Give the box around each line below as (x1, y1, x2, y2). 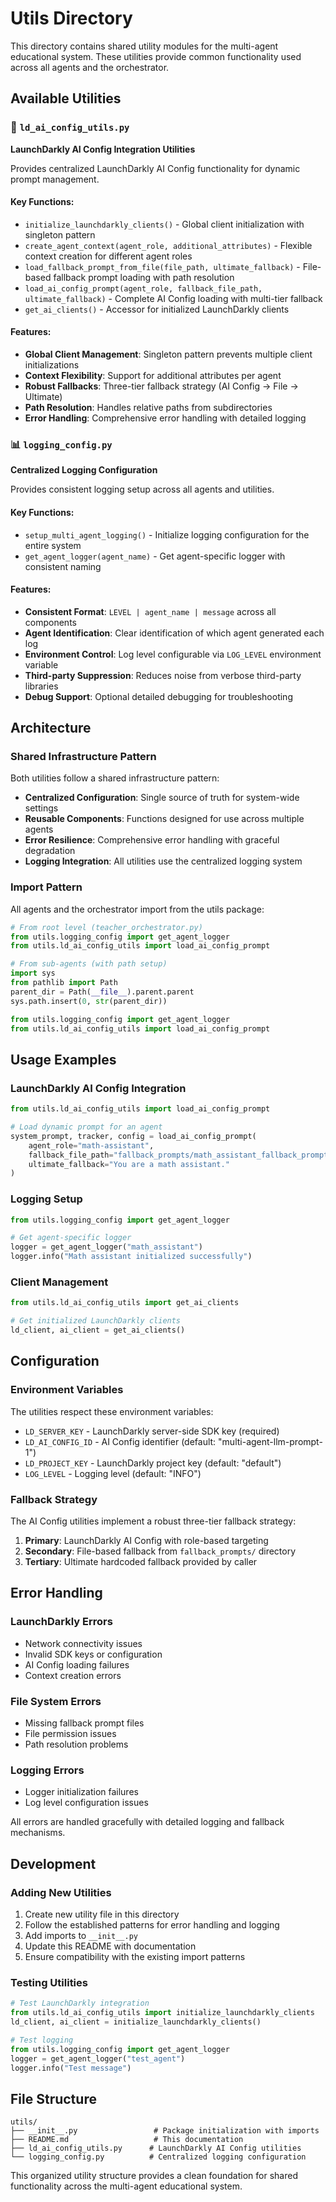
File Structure (10, 2090, 97, 2107)
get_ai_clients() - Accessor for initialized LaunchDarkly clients (24, 303, 290, 315)
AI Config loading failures (24, 1658, 130, 1671)
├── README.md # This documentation (10, 2135, 244, 2145)
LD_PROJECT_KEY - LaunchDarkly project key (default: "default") (24, 1457, 282, 1469)
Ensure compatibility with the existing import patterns (24, 1950, 246, 1962)
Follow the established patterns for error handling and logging (24, 1918, 280, 1931)
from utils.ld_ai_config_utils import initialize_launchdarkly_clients (10, 2008, 315, 2018)
